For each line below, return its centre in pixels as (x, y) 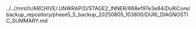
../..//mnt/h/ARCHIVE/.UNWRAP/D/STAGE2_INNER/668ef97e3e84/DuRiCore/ (98, 8)
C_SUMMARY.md (27, 21)
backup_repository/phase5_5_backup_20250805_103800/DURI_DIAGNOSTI (97, 14)
